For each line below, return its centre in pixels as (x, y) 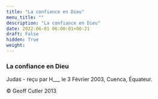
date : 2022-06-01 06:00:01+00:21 (48, 28)
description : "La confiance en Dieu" (53, 23)
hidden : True (23, 40)
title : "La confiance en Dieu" (45, 12)
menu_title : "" (25, 17)
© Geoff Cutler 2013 (32, 91)
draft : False (23, 34)
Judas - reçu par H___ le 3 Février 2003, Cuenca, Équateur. (79, 79)
